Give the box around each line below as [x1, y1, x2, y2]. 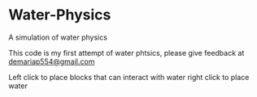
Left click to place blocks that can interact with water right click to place [8, 72, 250, 82]
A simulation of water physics [8, 32, 108, 42]
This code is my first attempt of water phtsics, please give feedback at [8, 48, 245, 57]
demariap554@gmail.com [8, 57, 95, 66]
